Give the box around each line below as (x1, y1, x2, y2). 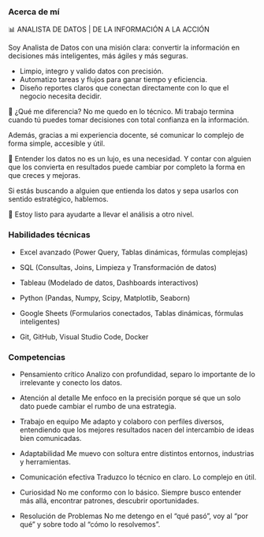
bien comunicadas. (19, 433, 82, 443)
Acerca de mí (8, 6, 60, 17)
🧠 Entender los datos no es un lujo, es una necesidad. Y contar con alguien (8, 154, 251, 164)
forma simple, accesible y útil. (8, 139, 106, 148)
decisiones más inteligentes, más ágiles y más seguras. (8, 51, 188, 61)
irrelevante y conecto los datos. (19, 377, 122, 387)
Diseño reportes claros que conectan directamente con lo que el (19, 83, 229, 93)
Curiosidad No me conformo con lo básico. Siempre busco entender (19, 487, 242, 497)
